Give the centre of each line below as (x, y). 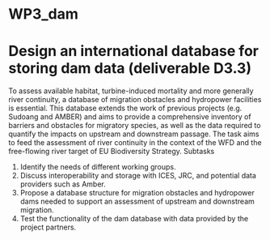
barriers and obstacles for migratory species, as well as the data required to (135, 126)
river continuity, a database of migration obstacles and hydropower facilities (135, 100)
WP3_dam (44, 14)
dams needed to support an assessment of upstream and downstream (137, 201)
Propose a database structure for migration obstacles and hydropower (137, 193)
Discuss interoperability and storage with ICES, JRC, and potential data (138, 176)
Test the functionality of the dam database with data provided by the (134, 219)
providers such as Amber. (63, 184)
